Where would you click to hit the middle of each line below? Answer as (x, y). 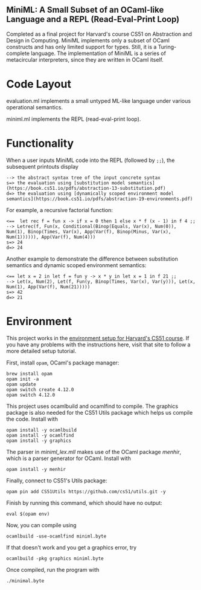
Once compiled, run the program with (53, 569)
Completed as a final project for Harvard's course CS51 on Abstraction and (99, 34)
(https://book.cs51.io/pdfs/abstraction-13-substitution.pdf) (86, 188)
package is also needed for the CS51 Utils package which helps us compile (100, 412)
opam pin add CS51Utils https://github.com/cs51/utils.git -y (86, 491)
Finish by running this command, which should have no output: (85, 503)
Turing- (167, 47)
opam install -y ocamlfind (40, 435)
